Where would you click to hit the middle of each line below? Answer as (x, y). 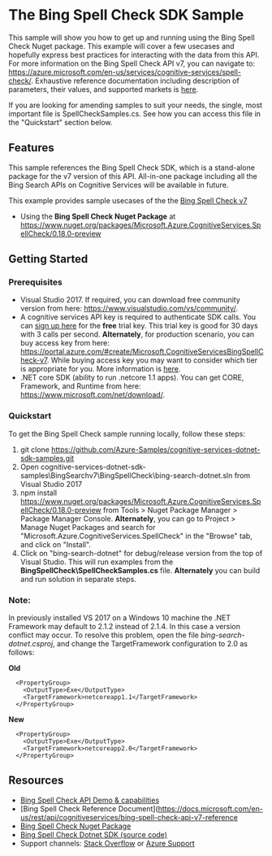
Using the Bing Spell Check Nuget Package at (98, 216)
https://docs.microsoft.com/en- (211, 808)
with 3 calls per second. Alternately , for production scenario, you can (137, 334)
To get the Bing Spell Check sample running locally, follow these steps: (127, 433)
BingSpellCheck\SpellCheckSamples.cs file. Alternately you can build (140, 570)
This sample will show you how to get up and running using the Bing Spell (132, 37)
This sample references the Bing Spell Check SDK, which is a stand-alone (132, 167)
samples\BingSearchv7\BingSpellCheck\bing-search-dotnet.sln (126, 475)
